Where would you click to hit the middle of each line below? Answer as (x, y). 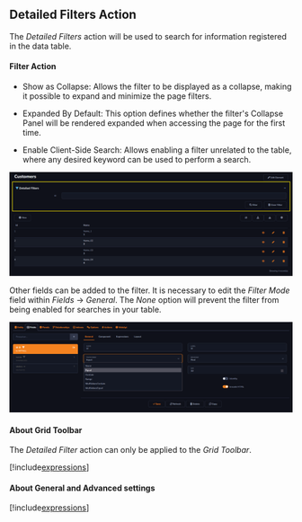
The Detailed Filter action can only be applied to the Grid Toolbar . (130, 450)
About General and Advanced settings (82, 488)
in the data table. (40, 46)
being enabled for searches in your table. (85, 310)
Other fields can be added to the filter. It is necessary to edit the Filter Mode (150, 290)
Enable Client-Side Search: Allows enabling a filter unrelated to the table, (157, 150)
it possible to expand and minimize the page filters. (117, 96)
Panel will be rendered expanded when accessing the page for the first (154, 123)
